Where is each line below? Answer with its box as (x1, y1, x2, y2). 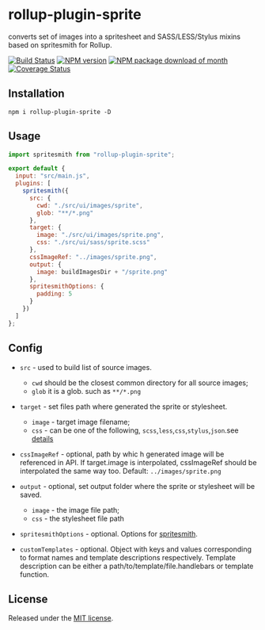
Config (8, 342, 43, 355)
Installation (8, 87, 65, 101)
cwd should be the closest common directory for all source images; (31, 378, 248, 388)
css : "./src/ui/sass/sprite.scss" (36, 239, 150, 246)
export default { (8, 165, 66, 173)
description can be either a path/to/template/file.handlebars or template (19, 561, 254, 571)
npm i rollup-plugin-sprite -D (8, 108, 112, 116)
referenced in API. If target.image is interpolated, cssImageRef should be (19, 457, 257, 467)
